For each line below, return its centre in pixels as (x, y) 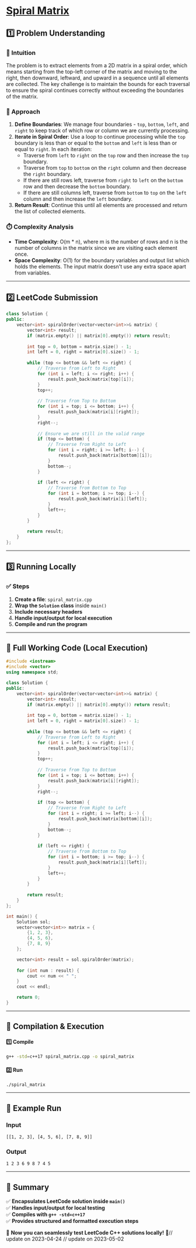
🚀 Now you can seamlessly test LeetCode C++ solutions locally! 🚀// (90, 1233)
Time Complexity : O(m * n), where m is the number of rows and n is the (101, 242)
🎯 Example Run (34, 1108)
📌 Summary (28, 1187)
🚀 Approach (23, 111)
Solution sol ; (34, 922)
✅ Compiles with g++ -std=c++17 (46, 1215)
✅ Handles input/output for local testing (55, 1208)
